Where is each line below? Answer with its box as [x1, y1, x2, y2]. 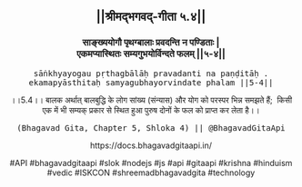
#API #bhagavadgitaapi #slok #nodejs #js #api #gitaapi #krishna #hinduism [9, 157, 293, 168]
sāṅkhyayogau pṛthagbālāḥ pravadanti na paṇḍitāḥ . [33, 68, 269, 78]
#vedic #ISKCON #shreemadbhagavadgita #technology [46, 167, 256, 178]
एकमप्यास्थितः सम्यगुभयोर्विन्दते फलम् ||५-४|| [76, 47, 226, 60]
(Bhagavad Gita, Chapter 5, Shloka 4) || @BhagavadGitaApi [15, 123, 286, 133]
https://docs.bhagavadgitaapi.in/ [89, 140, 213, 151]
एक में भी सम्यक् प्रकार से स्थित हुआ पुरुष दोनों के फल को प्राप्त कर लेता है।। [42, 104, 260, 115]
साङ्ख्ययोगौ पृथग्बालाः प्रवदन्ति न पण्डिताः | [82, 36, 220, 49]
